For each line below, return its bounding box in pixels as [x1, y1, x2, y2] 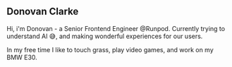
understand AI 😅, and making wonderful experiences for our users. [6, 32, 203, 40]
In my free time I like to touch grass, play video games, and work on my [6, 45, 214, 54]
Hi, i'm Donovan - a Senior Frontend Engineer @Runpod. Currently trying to [6, 24, 226, 32]
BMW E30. [6, 53, 38, 61]
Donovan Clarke [6, 6, 79, 18]
